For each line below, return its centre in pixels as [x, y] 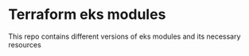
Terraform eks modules [87, 15]
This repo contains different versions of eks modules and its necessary [124, 36]
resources [25, 44]
